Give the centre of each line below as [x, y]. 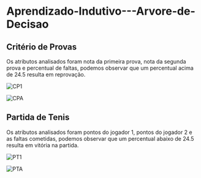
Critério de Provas [42, 47]
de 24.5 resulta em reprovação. [46, 74]
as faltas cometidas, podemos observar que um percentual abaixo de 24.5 [100, 138]
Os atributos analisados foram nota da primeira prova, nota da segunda [96, 61]
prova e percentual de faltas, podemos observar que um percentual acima [100, 68]
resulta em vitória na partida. [43, 145]
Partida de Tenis [38, 117]
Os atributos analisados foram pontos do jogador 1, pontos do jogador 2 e [99, 132]
